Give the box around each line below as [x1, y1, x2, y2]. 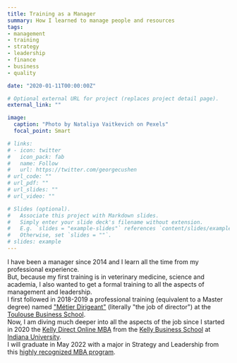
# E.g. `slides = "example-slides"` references [7, 225, 157, 232]
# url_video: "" [7, 192, 55, 200]
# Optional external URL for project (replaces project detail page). [7, 95, 219, 102]
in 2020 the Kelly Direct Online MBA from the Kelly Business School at [7, 325, 211, 333]
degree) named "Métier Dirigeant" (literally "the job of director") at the [7, 302, 212, 311]
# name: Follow [7, 160, 59, 167]
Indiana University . [7, 333, 61, 341]
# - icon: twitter [7, 146, 61, 154]
